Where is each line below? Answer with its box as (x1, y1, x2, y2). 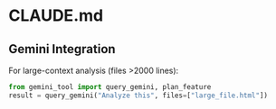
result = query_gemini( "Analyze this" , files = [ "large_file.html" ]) (8, 91, 269, 100)
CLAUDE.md (8, 5, 104, 26)
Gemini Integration (8, 41, 116, 57)
